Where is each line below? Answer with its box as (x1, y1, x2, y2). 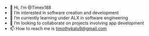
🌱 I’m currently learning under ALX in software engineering (9, 15, 128, 20)
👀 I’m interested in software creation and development (9, 10, 119, 16)
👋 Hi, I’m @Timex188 (9, 5, 51, 10)
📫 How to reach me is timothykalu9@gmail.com (9, 26, 107, 31)
